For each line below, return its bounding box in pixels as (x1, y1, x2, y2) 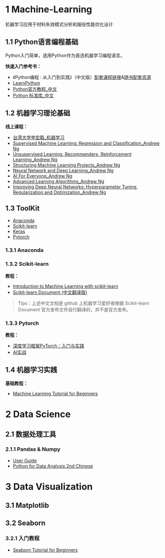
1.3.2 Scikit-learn (5, 261, 49, 268)
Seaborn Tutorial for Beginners (12, 547, 78, 553)
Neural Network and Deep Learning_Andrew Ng (12, 167, 114, 173)
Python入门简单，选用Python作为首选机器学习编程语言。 (5, 52, 126, 58)
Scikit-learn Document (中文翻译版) (12, 289, 88, 295)
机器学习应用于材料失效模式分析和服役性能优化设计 (5, 21, 113, 27)
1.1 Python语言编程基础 (5, 37, 78, 47)
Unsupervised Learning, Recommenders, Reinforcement (12, 151, 132, 157)
